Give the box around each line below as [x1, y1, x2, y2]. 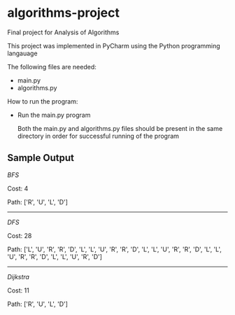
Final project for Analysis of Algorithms [7, 28, 120, 36]
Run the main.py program [17, 111, 91, 119]
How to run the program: [7, 97, 78, 106]
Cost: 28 [7, 231, 32, 239]
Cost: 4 [7, 184, 29, 192]
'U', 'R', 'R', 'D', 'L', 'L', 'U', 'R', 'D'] [7, 252, 103, 260]
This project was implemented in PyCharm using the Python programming [7, 41, 220, 50]
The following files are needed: [7, 62, 97, 71]
